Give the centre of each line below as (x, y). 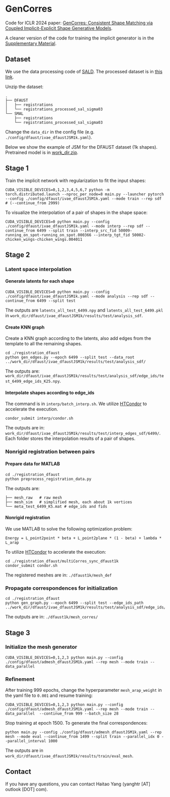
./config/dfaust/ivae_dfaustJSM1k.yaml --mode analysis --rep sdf (77, 296)
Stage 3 (18, 633)
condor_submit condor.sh (31, 565)
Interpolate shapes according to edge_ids (50, 392)
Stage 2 (18, 255)
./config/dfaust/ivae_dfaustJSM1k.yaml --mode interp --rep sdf (74, 226)
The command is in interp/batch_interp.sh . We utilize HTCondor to (76, 404)
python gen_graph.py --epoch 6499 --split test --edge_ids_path (74, 603)
